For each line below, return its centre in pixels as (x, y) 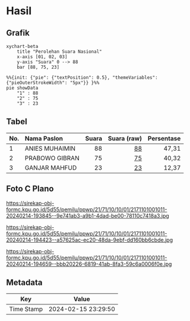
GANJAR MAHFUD (51, 167)
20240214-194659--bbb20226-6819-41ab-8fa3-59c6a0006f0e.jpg (89, 264)
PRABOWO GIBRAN (52, 158)
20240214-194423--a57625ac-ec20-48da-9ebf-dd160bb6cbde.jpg (90, 240)
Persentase (164, 138)
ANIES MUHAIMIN (50, 148)
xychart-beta (22, 46)
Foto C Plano (30, 189)
